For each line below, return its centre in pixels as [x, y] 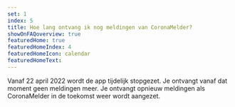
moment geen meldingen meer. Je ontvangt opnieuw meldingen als [106, 88]
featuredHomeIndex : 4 [40, 47]
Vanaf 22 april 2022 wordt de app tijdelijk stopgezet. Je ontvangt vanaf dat [117, 81]
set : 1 [17, 14]
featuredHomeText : [35, 61]
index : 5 [20, 21]
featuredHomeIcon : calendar [49, 54]
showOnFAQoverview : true [44, 34]
